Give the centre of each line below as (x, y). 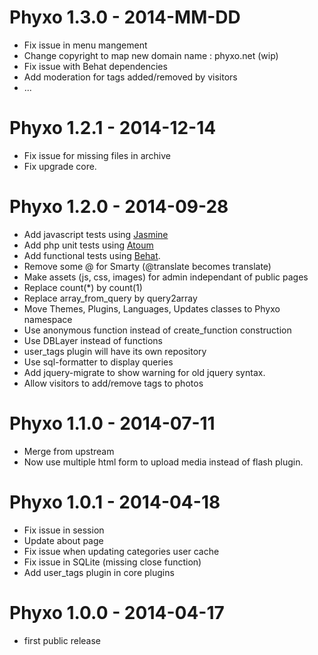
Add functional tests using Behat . (92, 255)
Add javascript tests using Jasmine (96, 234)
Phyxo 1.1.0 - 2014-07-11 (112, 423)
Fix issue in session (64, 530)
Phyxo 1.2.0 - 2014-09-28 (119, 207)
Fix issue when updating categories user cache (121, 551)
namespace (48, 319)
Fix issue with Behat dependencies (95, 66)
